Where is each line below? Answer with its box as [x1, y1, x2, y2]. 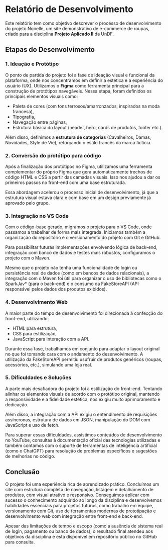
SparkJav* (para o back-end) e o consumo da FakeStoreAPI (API [5, 281, 139, 287]
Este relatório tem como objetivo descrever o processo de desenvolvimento [5, 20, 161, 26]
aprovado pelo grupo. [5, 200, 50, 206]
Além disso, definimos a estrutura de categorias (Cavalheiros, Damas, [5, 134, 151, 140]
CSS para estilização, [12, 330, 57, 336]
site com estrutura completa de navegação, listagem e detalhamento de [5, 486, 154, 492]
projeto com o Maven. [5, 255, 51, 261]
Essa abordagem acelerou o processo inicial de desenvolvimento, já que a [5, 189, 158, 195]
